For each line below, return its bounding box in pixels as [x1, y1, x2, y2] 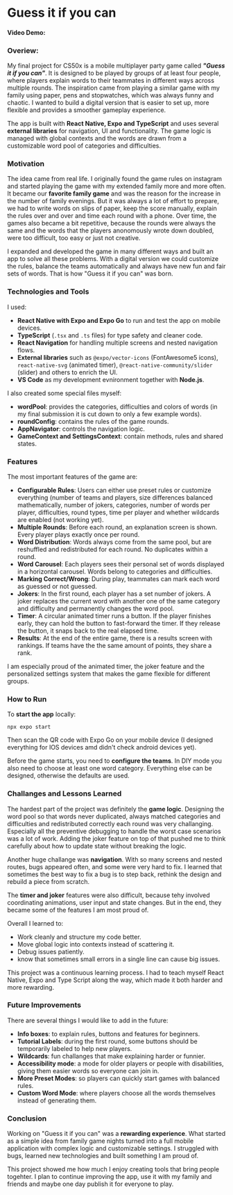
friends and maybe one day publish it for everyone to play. [7, 1180, 174, 1188]
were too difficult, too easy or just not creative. [7, 234, 141, 242]
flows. [17, 346, 35, 354]
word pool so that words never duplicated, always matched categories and [7, 812, 221, 821]
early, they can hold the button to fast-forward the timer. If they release [17, 619, 221, 627]
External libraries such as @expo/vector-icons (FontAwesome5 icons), [17, 353, 218, 361]
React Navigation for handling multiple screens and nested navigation [17, 338, 218, 347]
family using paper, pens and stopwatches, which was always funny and [7, 91, 214, 100]
